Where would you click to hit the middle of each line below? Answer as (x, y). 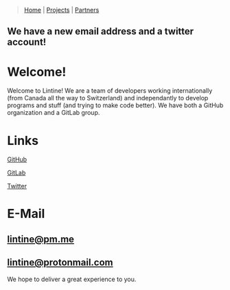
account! (27, 42)
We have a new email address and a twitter (101, 31)
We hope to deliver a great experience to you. (72, 279)
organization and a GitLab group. (54, 113)
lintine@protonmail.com (60, 263)
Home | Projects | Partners (61, 10)
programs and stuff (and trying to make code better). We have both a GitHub (115, 105)
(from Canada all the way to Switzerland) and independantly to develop (108, 98)
